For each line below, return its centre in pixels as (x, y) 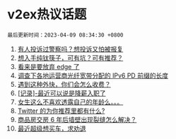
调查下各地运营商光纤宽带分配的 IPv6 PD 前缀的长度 (93, 75)
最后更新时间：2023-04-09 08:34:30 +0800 (65, 35)
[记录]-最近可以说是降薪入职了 (61, 93)
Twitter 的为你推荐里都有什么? (61, 111)
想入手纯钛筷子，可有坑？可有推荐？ (70, 58)
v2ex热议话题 (47, 14)
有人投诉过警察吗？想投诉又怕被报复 (70, 49)
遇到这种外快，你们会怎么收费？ (64, 84)
